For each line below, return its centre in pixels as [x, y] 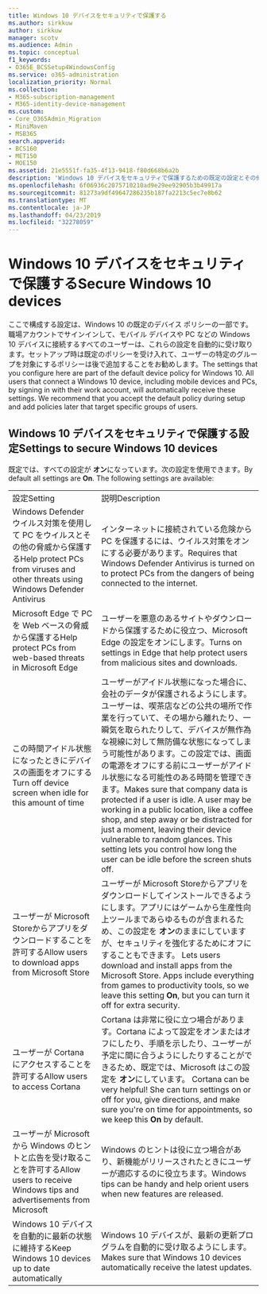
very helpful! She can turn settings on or [176, 1089]
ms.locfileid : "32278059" [51, 222]
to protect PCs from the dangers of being [177, 573]
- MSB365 [23, 133]
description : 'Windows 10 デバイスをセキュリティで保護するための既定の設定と [126, 178]
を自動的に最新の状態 [52, 1236]
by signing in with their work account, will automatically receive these [122, 390]
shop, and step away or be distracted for [176, 819]
